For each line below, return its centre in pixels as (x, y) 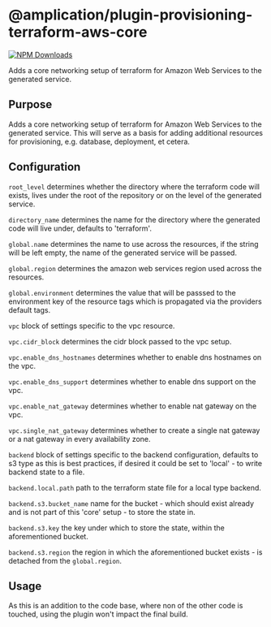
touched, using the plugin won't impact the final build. (98, 614)
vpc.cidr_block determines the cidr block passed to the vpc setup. (120, 341)
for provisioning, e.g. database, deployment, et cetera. (99, 141)
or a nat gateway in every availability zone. (80, 439)
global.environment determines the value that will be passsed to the (123, 292)
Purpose (30, 104)
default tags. (30, 309)
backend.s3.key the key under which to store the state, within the (116, 528)
